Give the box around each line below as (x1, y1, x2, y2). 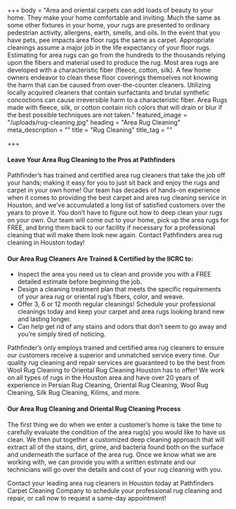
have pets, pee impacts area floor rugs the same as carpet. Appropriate (7, 36, 214, 44)
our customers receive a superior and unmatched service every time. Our (7, 351, 220, 360)
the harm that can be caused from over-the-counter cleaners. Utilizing (7, 81, 211, 89)
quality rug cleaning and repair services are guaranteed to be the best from (7, 358, 225, 367)
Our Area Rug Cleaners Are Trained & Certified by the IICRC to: (7, 254, 194, 263)
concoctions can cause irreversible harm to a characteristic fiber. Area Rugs (7, 96, 228, 104)
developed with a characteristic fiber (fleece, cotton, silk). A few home (7, 66, 211, 74)
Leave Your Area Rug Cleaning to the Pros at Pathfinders (7, 155, 176, 164)
